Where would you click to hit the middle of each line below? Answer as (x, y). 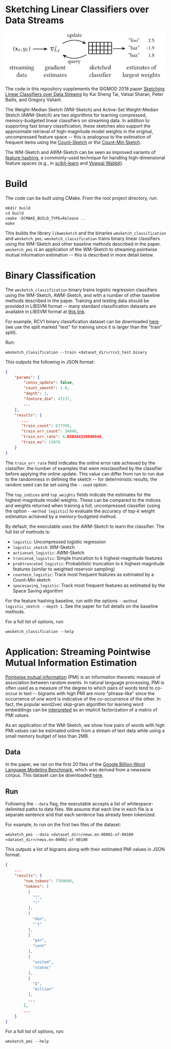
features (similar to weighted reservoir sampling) (64, 569)
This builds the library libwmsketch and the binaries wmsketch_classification (86, 233)
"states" (42, 967)
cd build (15, 213)
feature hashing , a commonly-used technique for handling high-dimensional (85, 157)
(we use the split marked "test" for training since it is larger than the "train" (84, 327)
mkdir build (18, 208)
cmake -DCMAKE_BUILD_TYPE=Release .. (45, 218)
